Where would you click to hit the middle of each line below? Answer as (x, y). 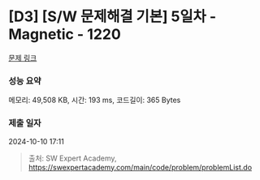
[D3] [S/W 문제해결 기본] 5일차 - (113, 17)
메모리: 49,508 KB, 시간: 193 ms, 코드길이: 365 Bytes (95, 100)
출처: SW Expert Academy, (72, 158)
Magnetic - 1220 (65, 34)
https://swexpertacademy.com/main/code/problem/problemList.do (140, 167)
